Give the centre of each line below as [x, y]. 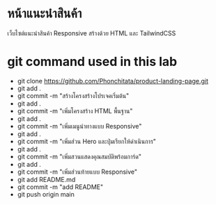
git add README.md [46, 179]
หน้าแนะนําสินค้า [45, 14]
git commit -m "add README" [60, 187]
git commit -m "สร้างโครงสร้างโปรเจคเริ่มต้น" [73, 95]
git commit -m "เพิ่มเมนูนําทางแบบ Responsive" [79, 126]
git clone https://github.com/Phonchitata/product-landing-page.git [113, 81]
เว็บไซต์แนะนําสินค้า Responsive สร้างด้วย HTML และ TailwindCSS [92, 33]
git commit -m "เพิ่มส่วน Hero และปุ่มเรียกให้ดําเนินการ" [87, 141]
